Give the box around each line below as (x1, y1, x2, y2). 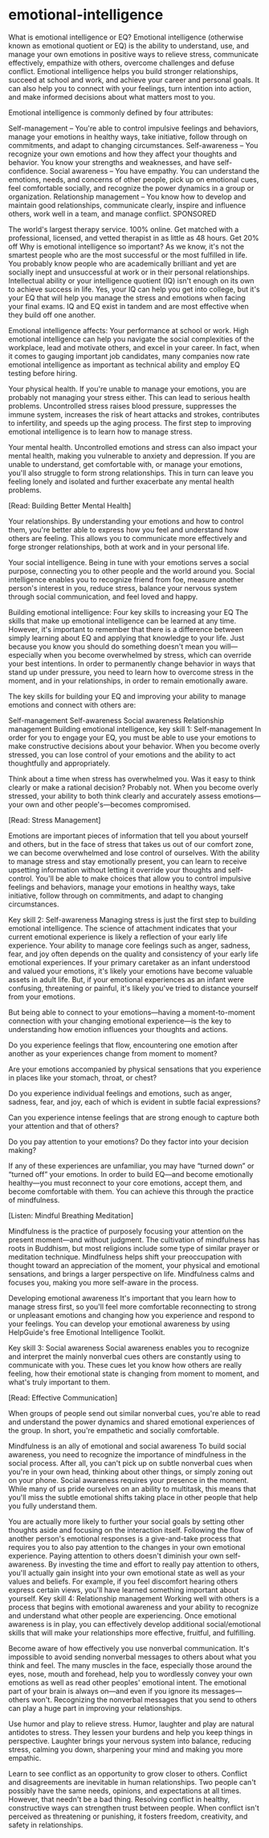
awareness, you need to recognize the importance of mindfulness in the (8, 1449, 247, 1459)
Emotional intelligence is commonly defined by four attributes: (8, 107, 214, 118)
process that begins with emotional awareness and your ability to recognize (8, 1602, 259, 1612)
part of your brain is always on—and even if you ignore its (8, 1686, 200, 1696)
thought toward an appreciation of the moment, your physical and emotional (8, 1260, 260, 1270)
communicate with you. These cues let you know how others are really (8, 1360, 243, 1369)
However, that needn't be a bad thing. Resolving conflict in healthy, (8, 1794, 230, 1804)
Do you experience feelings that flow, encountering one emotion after (8, 1040, 238, 1050)
